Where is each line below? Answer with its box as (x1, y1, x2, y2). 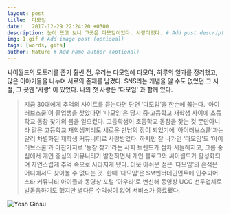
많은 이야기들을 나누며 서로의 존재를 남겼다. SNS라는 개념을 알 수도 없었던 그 (7, 76, 212, 85)
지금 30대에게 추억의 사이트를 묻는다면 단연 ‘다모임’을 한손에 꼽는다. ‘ (23, 100, 209, 108)
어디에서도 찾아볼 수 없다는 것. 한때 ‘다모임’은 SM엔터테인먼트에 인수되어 (23, 169, 219, 177)
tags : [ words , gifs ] (7, 42, 67, 49)
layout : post (7, 10, 45, 17)
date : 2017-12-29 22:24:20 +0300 (7, 23, 109, 30)
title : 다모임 (7, 17, 47, 23)
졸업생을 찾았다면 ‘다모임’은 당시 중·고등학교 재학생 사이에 (54, 108, 209, 117)
